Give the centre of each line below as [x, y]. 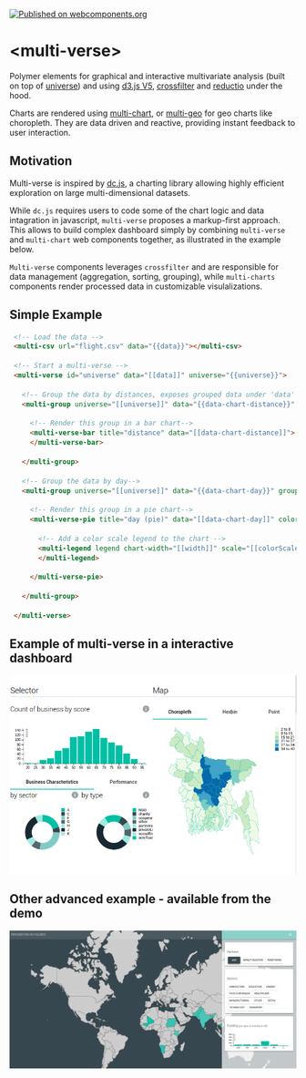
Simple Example [56, 315]
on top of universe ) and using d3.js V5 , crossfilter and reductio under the [146, 86]
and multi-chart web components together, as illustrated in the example [145, 239]
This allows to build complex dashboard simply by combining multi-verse [147, 230]
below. [22, 249]
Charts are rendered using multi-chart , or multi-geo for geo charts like [141, 113]
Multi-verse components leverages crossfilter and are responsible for [144, 267]
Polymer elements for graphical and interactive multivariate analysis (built [147, 76]
